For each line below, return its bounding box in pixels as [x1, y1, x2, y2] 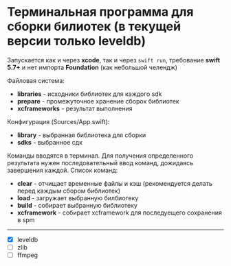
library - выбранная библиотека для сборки [16, 131, 146, 139]
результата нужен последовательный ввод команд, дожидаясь [7, 158, 194, 167]
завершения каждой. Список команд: [7, 166, 118, 174]
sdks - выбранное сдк [16, 138, 82, 146]
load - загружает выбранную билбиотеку [16, 193, 139, 202]
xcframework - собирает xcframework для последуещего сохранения [16, 208, 222, 217]
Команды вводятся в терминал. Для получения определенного [7, 152, 194, 160]
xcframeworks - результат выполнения [16, 104, 133, 112]
